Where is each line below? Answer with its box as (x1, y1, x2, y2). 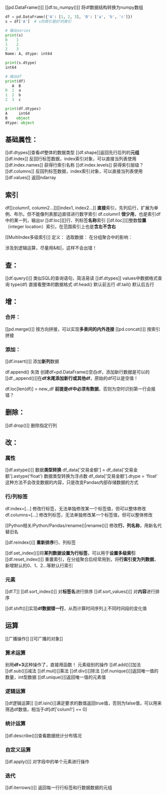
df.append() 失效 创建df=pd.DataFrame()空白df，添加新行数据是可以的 (5, 369, 150, 375)
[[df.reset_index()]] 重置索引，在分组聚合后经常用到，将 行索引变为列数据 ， (5, 556, 159, 562)
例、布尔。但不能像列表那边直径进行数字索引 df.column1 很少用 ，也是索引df (5, 211, 161, 217)
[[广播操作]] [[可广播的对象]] (5, 635, 63, 641)
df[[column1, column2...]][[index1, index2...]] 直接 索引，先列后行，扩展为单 (5, 205, 159, 211)
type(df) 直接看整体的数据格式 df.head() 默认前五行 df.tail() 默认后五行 (10, 281, 155, 287)
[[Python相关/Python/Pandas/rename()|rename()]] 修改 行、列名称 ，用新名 (5, 522, 158, 528)
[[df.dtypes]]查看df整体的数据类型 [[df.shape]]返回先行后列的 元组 (5, 150, 140, 156)
